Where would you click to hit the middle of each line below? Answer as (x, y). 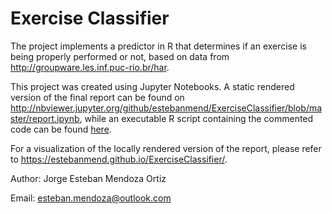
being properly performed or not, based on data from (120, 56)
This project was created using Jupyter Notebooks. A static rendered (152, 86)
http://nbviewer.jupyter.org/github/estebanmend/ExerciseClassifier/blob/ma (166, 108)
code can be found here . (61, 129)
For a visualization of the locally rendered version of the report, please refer (166, 148)
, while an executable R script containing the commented (196, 118)
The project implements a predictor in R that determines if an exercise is (158, 46)
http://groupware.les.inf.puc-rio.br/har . (90, 67)
